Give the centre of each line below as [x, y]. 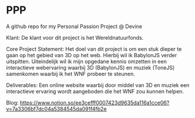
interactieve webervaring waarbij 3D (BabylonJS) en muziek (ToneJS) [90, 67]
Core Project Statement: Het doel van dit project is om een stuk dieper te [94, 49]
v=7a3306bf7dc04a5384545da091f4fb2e [56, 109]
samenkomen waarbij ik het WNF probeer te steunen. [70, 74]
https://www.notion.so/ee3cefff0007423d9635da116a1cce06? [95, 102]
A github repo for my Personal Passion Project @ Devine [74, 26]
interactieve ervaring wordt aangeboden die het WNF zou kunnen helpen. [95, 91]
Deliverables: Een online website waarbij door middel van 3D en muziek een [98, 85]
